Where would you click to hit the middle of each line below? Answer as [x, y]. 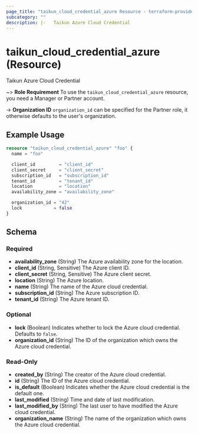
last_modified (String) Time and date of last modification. [85, 400]
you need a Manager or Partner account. [55, 99]
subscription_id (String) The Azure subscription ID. [77, 293]
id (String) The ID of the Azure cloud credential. [72, 381]
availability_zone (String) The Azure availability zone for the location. [99, 262]
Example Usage [35, 134]
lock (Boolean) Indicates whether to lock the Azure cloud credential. [98, 327]
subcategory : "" [26, 17]
